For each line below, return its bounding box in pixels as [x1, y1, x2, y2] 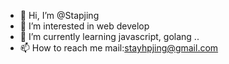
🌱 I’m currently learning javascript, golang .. [19, 31, 200, 42]
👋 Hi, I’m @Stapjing [19, 10, 100, 21]
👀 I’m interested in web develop [19, 20, 150, 32]
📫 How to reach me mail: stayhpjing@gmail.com [19, 42, 219, 54]
